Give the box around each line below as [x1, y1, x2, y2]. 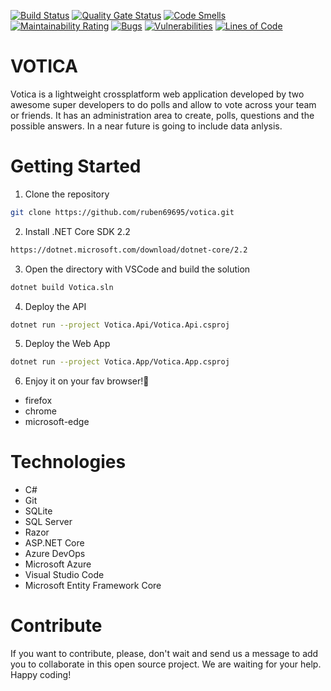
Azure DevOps [24, 548, 86, 560]
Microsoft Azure [24, 558, 92, 570]
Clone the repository [24, 188, 110, 200]
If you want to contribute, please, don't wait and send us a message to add [10, 648, 319, 660]
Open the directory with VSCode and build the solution [24, 263, 251, 275]
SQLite [24, 505, 53, 517]
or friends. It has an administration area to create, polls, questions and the [10, 109, 315, 121]
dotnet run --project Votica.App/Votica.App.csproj [10, 357, 230, 367]
